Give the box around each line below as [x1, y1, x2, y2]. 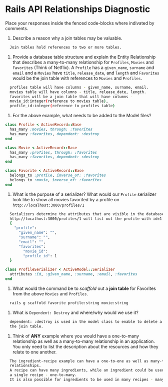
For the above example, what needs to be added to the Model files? [12, 113, 151, 119]
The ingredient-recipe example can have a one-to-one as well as [9, 358, 149, 363]
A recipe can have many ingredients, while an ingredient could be [9, 368, 153, 373]
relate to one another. [12, 349, 57, 355]
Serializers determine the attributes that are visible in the [9, 211, 144, 216]
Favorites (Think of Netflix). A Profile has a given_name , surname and [12, 64, 154, 71]
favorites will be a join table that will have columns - [9, 94, 133, 99]
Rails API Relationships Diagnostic [5, 4, 150, 15]
